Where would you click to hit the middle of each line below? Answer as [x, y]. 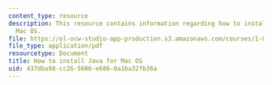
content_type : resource [49, 16]
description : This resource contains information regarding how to [125, 23]
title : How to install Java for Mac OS [76, 62]
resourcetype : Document [49, 53]
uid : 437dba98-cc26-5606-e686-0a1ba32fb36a [83, 69]
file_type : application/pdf [56, 46]
